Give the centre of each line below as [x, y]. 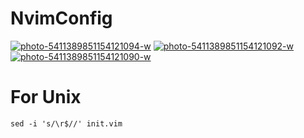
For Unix [46, 97]
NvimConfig [61, 18]
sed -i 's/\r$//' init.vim [66, 123]
